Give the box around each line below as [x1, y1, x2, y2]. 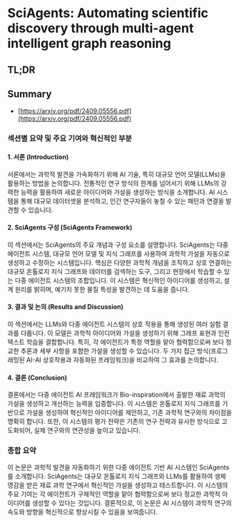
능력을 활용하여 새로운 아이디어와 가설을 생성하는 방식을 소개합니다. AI [20, 188, 215, 196]
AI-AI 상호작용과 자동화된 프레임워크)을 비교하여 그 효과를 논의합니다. [26, 355, 219, 364]
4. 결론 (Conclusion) [7, 373, 68, 382]
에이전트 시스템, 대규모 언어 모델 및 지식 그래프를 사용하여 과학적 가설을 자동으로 [7, 249, 230, 258]
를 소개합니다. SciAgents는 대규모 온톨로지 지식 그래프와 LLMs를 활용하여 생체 [7, 472, 226, 481]
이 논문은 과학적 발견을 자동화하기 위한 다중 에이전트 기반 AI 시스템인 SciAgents [7, 463, 230, 472]
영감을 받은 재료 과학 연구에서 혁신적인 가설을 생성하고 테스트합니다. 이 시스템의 [7, 481, 228, 489]
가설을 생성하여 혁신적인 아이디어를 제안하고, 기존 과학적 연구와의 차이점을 [26, 408, 233, 417]
